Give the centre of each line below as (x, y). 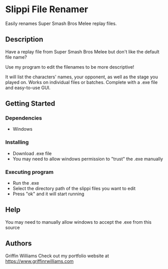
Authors (19, 243)
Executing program (30, 172)
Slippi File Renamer (47, 9)
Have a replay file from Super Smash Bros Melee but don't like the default (82, 51)
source (13, 227)
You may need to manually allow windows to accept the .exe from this (78, 222)
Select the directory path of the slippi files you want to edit (74, 189)
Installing (17, 142)
